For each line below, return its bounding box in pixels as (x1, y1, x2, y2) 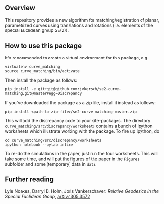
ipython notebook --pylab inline (5, 142, 73, 147)
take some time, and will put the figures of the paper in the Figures (5, 156, 140, 162)
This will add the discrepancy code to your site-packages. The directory (5, 117, 151, 123)
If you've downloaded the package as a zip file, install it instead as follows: (5, 99, 156, 105)
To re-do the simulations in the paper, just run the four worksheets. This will (5, 150, 158, 156)
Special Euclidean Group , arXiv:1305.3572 (5, 194, 90, 200)
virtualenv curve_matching (5, 64, 60, 69)
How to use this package (5, 42, 82, 50)
